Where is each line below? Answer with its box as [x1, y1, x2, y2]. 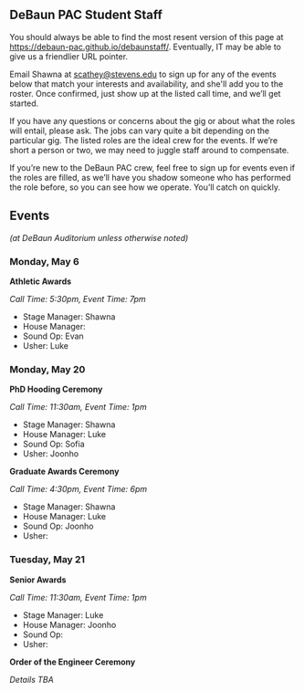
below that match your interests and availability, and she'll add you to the [9, 78, 284, 89]
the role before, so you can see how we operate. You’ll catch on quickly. [9, 182, 281, 193]
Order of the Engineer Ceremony [9, 656, 136, 667]
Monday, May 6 [9, 255, 79, 267]
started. [9, 98, 39, 109]
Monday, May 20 [9, 362, 86, 375]
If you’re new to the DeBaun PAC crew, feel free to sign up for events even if [9, 162, 296, 173]
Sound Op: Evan [22, 330, 84, 341]
